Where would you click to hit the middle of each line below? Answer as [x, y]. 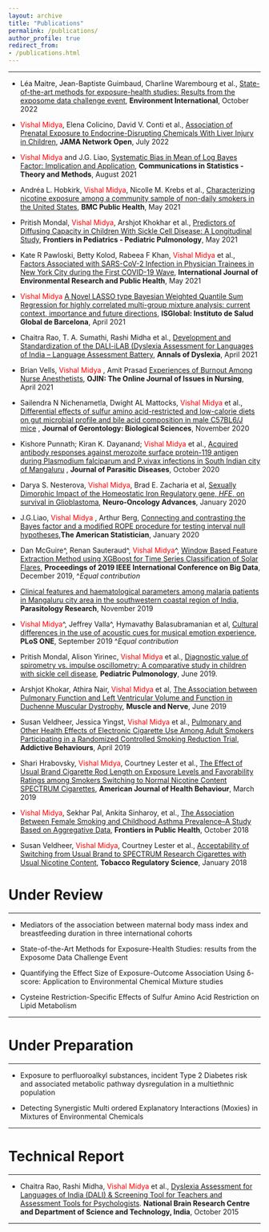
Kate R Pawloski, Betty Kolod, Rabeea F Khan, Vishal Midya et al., [127, 255]
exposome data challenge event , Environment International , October [134, 100]
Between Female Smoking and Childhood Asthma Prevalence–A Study [136, 821]
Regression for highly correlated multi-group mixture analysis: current [135, 305]
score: [30, 981]
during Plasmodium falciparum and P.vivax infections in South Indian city [140, 461]
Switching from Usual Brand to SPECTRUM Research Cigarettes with [133, 854]
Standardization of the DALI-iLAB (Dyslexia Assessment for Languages [137, 346]
